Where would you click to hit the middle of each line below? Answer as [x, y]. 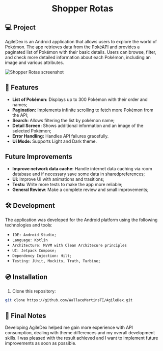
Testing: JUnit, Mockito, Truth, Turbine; [56, 261]
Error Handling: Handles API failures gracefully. [60, 136]
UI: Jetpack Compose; [34, 251]
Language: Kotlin [30, 240]
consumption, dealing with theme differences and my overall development [80, 332]
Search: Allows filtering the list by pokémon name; [63, 120]
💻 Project [20, 27]
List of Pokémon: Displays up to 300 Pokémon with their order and [80, 99]
